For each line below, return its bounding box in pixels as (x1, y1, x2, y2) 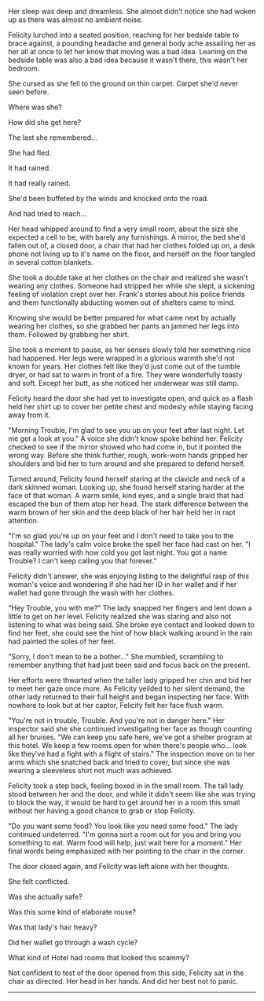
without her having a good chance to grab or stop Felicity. (8, 806, 196, 816)
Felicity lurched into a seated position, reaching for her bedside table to (8, 31, 240, 39)
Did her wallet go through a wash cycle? (8, 938, 138, 947)
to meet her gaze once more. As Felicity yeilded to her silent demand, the (8, 684, 245, 693)
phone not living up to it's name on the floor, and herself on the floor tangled (8, 249, 255, 258)
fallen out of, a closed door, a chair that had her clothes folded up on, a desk (8, 241, 255, 250)
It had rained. (8, 163, 51, 172)
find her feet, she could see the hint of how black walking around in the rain (8, 629, 253, 637)
